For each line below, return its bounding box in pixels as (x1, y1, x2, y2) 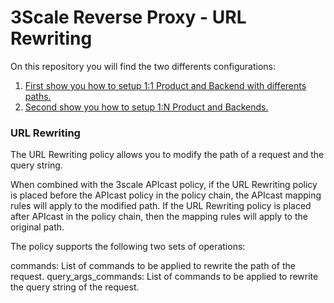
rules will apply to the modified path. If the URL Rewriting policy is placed (10, 200, 312, 212)
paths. (24, 90, 52, 102)
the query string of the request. (10, 281, 140, 293)
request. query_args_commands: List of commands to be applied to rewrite (10, 271, 319, 283)
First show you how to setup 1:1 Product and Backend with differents (24, 79, 307, 91)
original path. (10, 221, 65, 233)
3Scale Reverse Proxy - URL (10, 6, 247, 29)
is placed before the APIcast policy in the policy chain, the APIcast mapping (10, 189, 322, 201)
